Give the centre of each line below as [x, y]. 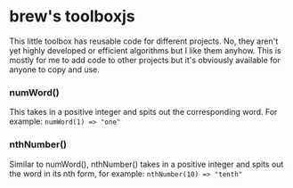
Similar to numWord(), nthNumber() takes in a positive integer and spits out [146, 164]
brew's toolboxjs [72, 16]
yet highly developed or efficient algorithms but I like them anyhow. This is [146, 50]
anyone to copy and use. [55, 69]
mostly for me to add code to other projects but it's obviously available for [145, 60]
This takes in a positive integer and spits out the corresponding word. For [143, 112]
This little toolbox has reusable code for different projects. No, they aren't [144, 41]
